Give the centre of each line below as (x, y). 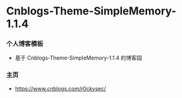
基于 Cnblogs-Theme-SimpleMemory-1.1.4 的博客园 (78, 58)
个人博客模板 (25, 44)
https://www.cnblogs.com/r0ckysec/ (60, 88)
